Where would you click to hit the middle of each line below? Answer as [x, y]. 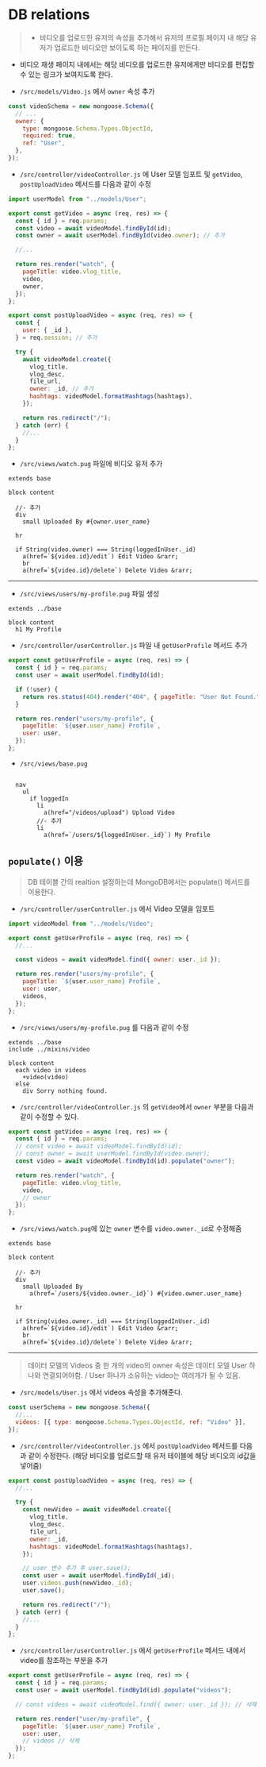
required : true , [49, 136]
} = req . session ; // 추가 [56, 338]
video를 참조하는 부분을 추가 [64, 1661]
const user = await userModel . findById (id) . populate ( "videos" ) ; [123, 1690]
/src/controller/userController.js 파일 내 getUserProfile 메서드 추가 [133, 646]
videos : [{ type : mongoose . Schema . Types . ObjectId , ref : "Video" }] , [131, 1422]
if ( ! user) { [37, 689]
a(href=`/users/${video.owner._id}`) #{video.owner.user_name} [136, 1294]
